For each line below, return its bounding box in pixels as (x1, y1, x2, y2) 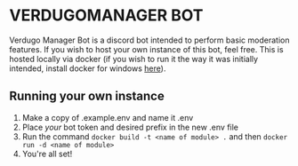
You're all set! (21, 148, 73, 159)
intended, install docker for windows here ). (9, 63, 166, 74)
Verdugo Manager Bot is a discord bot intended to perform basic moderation (9, 35, 290, 45)
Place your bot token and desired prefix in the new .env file (21, 122, 238, 132)
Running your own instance (9, 89, 165, 104)
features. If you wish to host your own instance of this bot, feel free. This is (9, 43, 284, 54)
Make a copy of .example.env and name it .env (21, 112, 194, 123)
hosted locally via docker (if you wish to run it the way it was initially (9, 53, 259, 64)
